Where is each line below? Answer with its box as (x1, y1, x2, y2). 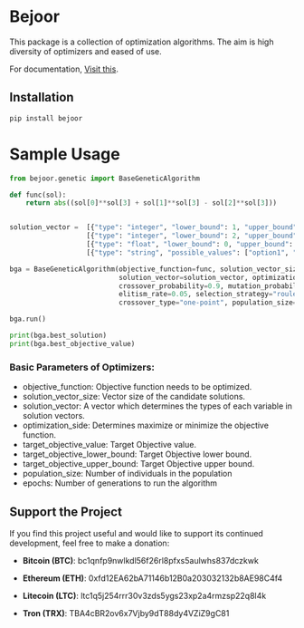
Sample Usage (9, 143, 120, 164)
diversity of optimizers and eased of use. (9, 45, 163, 56)
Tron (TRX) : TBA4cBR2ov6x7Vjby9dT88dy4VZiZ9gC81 (22, 607, 230, 618)
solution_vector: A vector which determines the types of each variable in (22, 401, 292, 411)
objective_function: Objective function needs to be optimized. (22, 382, 252, 392)
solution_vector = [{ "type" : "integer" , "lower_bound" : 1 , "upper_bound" (9, 223, 298, 232)
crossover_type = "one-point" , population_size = (119, 298, 298, 307)
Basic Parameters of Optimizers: (9, 361, 156, 373)
